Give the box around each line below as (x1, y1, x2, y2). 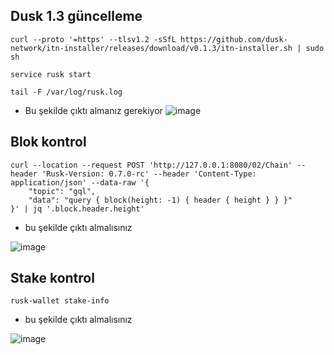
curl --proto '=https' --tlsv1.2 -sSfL (10, 34, 177, 44)
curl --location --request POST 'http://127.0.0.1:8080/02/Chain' (10, 160, 293, 170)
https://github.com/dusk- (180, 34, 288, 44)
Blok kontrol (10, 134, 87, 151)
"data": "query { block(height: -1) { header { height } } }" (28, 195, 293, 205)
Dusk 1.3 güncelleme (10, 8, 143, 25)
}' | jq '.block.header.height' (10, 204, 145, 214)
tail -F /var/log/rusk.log (10, 87, 123, 97)
